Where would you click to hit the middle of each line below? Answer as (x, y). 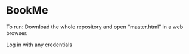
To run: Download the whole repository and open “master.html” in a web (95, 27)
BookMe (27, 10)
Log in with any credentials (39, 45)
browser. (17, 33)
